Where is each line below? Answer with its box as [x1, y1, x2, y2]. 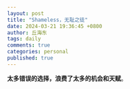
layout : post [7, 10, 44, 17]
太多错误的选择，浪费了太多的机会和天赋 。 [7, 74, 127, 82]
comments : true [7, 42, 51, 49]
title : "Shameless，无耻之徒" [7, 16, 88, 23]
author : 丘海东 [7, 29, 47, 36]
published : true [7, 55, 53, 62]
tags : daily [7, 36, 41, 42]
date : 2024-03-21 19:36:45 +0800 [7, 23, 103, 29]
